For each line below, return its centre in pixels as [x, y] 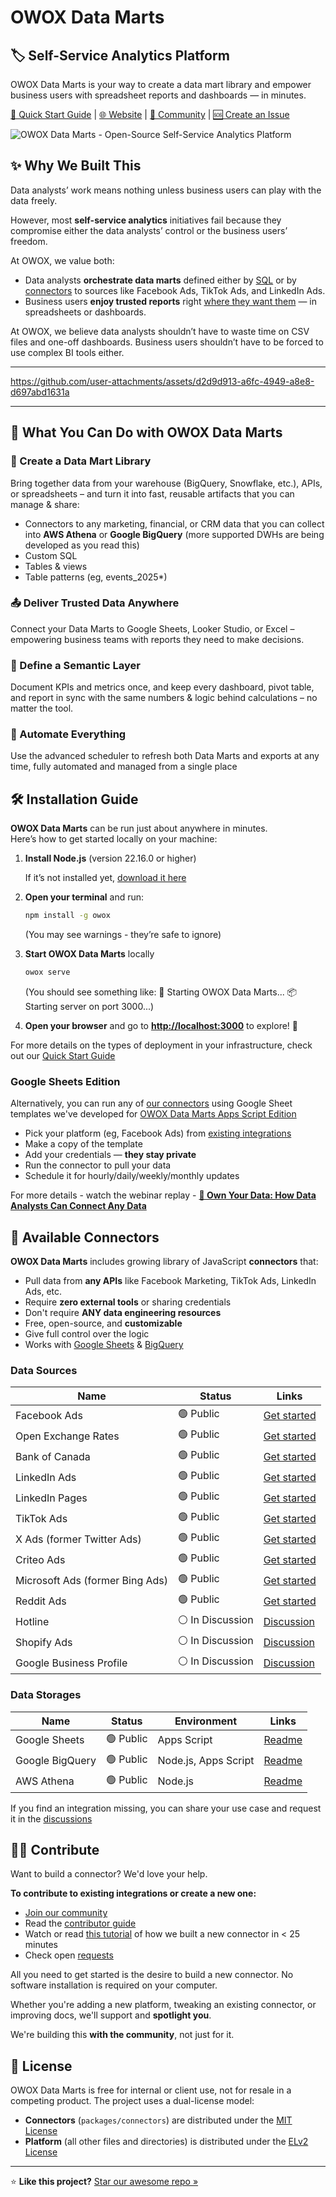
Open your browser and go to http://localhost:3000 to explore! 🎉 [161, 1025]
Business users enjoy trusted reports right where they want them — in [170, 301]
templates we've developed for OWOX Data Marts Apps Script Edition [153, 1114]
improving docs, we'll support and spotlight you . [111, 2015]
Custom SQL [51, 555]
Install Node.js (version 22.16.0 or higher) [110, 858]
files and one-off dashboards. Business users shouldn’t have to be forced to [167, 342]
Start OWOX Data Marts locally [89, 954]
